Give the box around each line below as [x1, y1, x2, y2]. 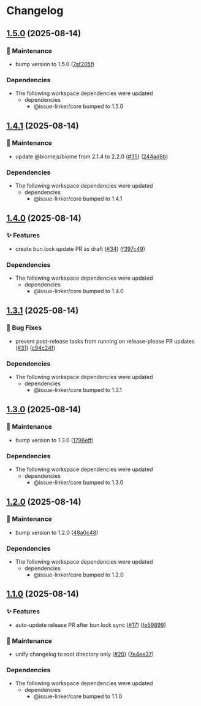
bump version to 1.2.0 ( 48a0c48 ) [15, 529, 99, 536]
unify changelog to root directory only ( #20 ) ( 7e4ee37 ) [15, 651, 154, 658]
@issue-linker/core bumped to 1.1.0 [33, 693, 123, 700]
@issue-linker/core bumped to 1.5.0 [33, 102, 124, 110]
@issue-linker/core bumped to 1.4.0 [33, 288, 124, 295]
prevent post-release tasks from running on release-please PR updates [15, 337, 195, 345]
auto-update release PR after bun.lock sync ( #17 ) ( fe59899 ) [15, 621, 167, 629]
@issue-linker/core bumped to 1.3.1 [33, 386, 123, 394]
